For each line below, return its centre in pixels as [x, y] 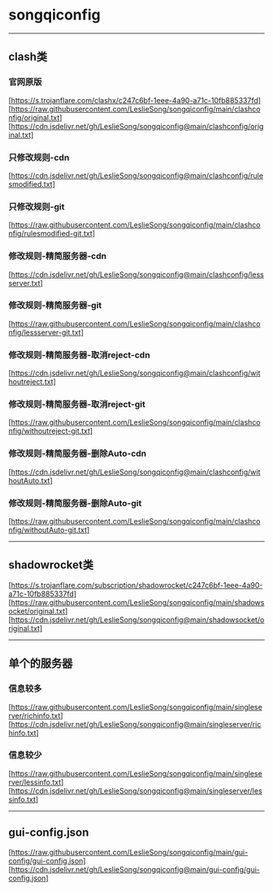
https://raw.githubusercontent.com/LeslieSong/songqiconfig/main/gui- [130, 852]
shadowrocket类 [51, 565]
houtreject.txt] [32, 382]
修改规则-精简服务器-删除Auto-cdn [78, 454]
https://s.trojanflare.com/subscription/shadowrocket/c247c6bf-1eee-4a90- [137, 585]
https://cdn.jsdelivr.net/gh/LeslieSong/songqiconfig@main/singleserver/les [136, 790]
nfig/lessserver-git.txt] [46, 332]
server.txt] [26, 283]
